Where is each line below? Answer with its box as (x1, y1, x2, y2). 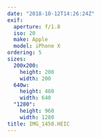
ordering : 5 (7, 49, 42, 56)
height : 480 (20, 88, 54, 95)
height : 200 (20, 68, 54, 75)
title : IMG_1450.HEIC (7, 120, 70, 128)
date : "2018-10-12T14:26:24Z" (7, 10, 95, 17)
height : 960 (20, 107, 54, 114)
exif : (7, 17, 23, 24)
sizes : (7, 56, 26, 63)
